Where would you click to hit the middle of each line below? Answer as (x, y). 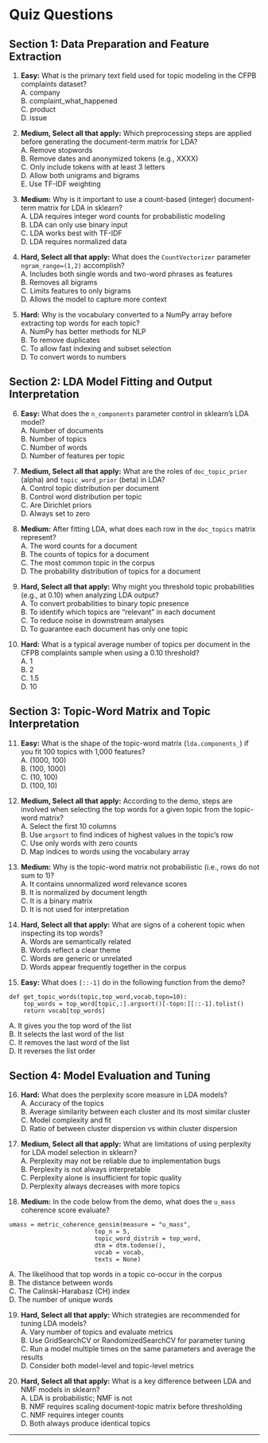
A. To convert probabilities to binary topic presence (105, 603)
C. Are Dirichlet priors (56, 505)
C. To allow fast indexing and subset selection (96, 348)
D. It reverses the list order (52, 1051)
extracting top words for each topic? (80, 323)
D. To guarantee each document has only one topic (105, 628)
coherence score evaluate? (65, 1210)
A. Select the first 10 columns (68, 826)
